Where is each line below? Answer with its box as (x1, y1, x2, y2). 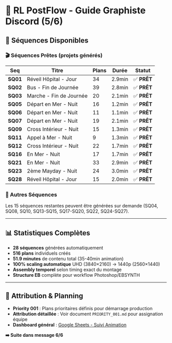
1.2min (111, 100, 129, 107)
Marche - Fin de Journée (27, 92, 88, 99)
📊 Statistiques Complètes (5, 228, 91, 237)
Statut (135, 67, 151, 74)
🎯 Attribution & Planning (5, 292, 83, 300)
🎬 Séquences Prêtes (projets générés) (5, 51, 103, 59)
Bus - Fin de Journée (27, 84, 78, 91)
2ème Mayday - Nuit (27, 167, 77, 174)
